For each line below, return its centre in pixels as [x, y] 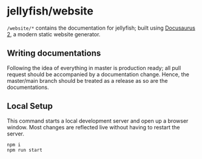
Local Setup [30, 106]
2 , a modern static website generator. [54, 34]
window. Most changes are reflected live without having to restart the [93, 127]
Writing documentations [54, 54]
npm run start [25, 150]
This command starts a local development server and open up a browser [98, 121]
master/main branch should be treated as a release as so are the [87, 80]
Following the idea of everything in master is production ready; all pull [94, 68]
